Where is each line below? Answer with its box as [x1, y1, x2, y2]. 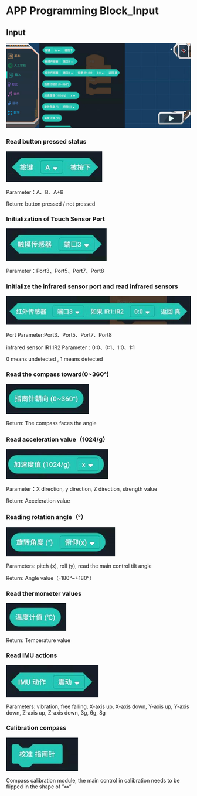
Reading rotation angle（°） [6, 513, 87, 521]
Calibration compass [6, 724, 67, 732]
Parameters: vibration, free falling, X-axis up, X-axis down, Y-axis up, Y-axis [6, 703, 189, 710]
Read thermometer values [6, 589, 82, 597]
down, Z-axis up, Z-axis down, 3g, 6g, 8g [6, 709, 106, 716]
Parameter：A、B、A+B [6, 189, 64, 196]
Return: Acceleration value [6, 497, 70, 504]
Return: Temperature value [6, 637, 71, 644]
